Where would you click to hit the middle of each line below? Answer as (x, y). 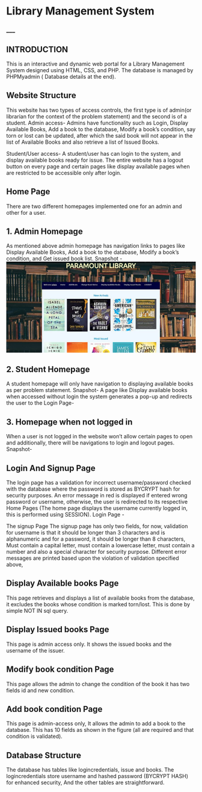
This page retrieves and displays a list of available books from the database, (100, 598)
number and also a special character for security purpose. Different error (96, 552)
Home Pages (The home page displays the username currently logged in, (97, 508)
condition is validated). (35, 736)
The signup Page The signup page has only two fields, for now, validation (97, 526)
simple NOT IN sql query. (37, 610)
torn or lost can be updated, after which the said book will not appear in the (99, 135)
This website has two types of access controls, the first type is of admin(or (99, 110)
